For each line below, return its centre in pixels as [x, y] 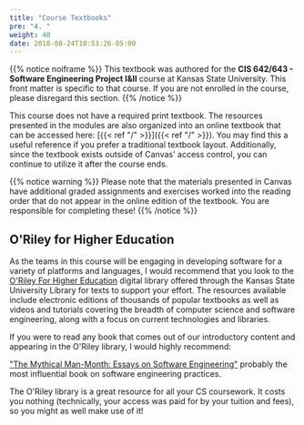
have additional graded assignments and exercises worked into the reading [150, 191]
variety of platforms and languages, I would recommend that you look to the [152, 271]
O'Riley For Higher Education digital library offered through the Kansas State [152, 281]
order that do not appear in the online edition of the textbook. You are [140, 201]
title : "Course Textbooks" [61, 18]
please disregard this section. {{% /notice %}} [96, 98]
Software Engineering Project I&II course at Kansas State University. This [148, 79]
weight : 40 [30, 35]
